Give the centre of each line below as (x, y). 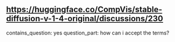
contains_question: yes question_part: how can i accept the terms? (88, 33)
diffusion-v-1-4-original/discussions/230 (85, 19)
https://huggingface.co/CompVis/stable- (84, 10)
